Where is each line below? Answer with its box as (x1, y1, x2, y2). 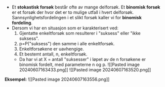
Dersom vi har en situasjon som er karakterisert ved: (11, 25, 119, 31)
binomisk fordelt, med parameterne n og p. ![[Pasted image (19, 61, 140, 67)
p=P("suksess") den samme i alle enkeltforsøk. (19, 41, 115, 46)
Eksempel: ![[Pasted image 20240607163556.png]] (4, 76, 110, 82)
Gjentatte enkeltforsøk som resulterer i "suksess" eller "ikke (19, 30, 141, 36)
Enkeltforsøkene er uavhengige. (19, 46, 84, 52)
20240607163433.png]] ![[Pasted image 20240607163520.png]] (19, 67, 151, 73)
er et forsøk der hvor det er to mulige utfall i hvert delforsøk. (11, 9, 134, 15)
